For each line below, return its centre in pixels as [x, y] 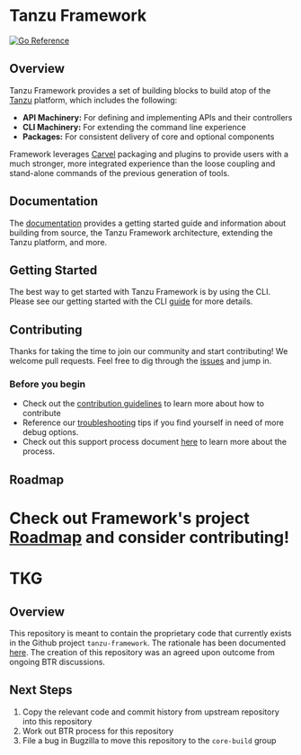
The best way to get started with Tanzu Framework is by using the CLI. [140, 292]
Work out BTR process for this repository [97, 731]
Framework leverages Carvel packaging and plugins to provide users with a [149, 154]
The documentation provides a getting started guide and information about [148, 223]
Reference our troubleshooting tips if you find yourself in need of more [153, 422]
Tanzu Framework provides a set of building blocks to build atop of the [140, 90]
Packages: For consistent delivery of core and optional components [148, 137]
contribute [41, 413]
